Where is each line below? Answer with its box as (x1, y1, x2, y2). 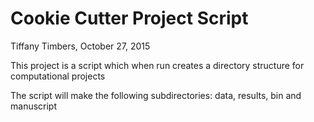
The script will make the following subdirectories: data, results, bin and (10, 89, 302, 101)
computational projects (10, 70, 106, 82)
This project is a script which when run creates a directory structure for (10, 59, 305, 71)
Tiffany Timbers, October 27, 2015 (10, 40, 151, 52)
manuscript (10, 100, 58, 112)
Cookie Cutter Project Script (10, 7, 249, 30)
